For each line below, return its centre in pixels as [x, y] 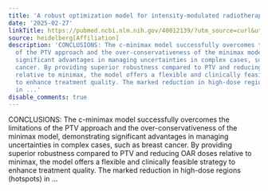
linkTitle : [26, 30]
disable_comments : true [48, 97]
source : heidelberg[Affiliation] [64, 38]
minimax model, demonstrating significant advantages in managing [118, 137]
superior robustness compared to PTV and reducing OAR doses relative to [130, 154]
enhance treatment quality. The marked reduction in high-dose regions [125, 170]
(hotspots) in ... [33, 179]
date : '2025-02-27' [41, 23]
